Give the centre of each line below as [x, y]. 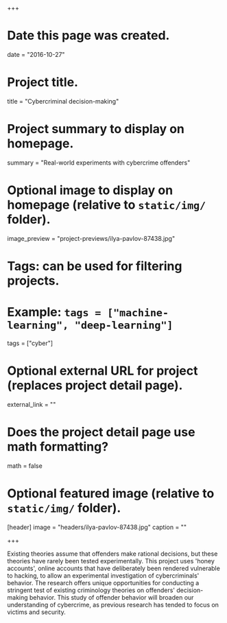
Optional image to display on [90, 190]
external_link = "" [32, 404]
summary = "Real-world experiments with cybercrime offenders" [99, 163]
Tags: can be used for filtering [95, 266]
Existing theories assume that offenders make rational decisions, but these [112, 554]
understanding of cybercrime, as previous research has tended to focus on [113, 604]
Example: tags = [54, 312]
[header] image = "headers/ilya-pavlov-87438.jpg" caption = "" [97, 527]
